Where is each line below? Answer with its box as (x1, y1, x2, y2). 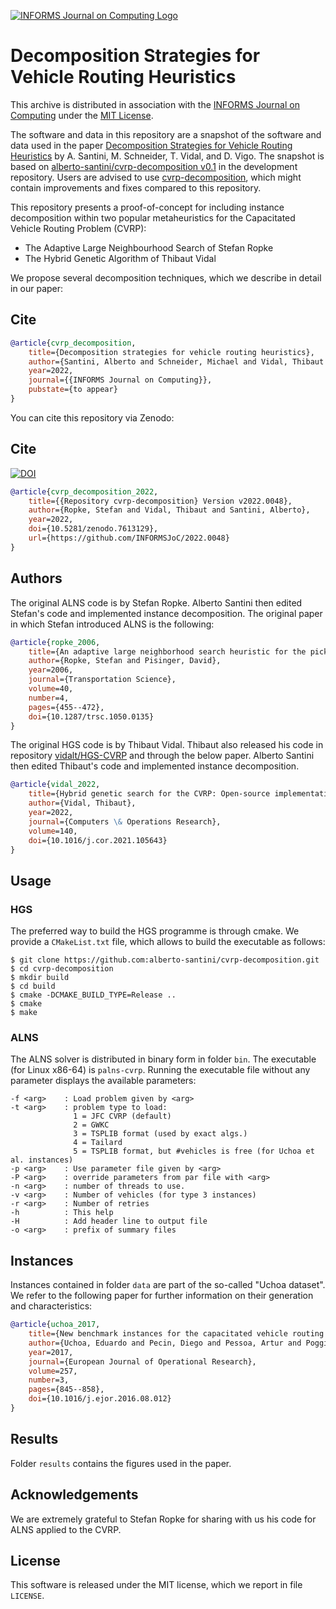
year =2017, (28, 1347, 74, 1357)
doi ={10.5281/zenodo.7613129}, (28, 524, 159, 534)
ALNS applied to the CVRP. (10, 1523, 122, 1535)
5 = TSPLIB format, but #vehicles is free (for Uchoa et (73, 1146, 315, 1157)
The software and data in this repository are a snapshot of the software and (10, 128, 322, 140)
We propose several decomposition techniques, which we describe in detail (10, 271, 322, 284)
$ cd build (10, 981, 56, 992)
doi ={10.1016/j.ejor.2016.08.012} (28, 1394, 172, 1404)
